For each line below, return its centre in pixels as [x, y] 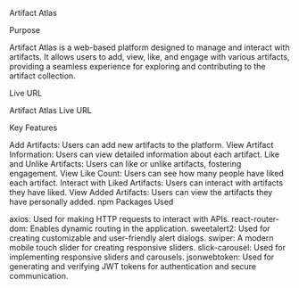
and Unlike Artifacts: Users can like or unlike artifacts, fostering [125, 164]
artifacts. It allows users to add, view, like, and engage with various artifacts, [149, 57]
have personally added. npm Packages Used [91, 202]
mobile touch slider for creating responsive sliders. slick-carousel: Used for [147, 247]
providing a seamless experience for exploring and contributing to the [137, 66]
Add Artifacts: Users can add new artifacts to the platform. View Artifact [141, 145]
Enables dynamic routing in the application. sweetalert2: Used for [150, 228]
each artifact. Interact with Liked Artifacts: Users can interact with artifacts [146, 183]
